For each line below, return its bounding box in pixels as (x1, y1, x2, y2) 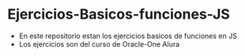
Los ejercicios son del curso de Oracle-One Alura (18, 39, 180, 48)
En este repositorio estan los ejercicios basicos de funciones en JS (18, 31, 238, 40)
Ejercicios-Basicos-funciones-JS (7, 5, 231, 23)
